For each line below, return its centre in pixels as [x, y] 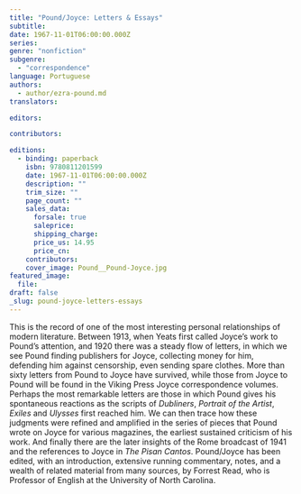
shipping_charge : [66, 234]
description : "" [56, 184]
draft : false [34, 293]
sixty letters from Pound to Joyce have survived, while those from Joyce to [149, 374]
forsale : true [60, 217]
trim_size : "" [52, 192]
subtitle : [28, 26]
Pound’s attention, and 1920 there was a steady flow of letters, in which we [148, 346]
